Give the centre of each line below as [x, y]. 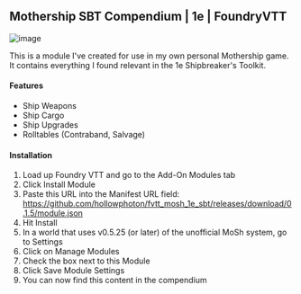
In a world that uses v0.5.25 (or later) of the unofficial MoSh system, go [155, 232]
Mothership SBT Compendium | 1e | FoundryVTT [148, 17]
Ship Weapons [49, 106]
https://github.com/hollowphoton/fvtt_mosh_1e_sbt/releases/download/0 [157, 204]
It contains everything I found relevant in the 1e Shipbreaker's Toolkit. [138, 65]
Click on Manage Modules [71, 252]
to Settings [42, 242]
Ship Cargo [43, 116]
